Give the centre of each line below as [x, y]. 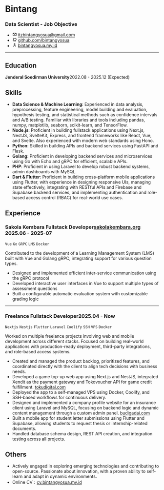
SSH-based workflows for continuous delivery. [59, 398]
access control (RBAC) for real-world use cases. [75, 198]
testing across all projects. [39, 439]
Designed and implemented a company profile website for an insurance [84, 403]
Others [16, 454]
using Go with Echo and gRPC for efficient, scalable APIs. [70, 162]
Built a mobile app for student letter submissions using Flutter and [78, 418]
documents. [24, 429]
